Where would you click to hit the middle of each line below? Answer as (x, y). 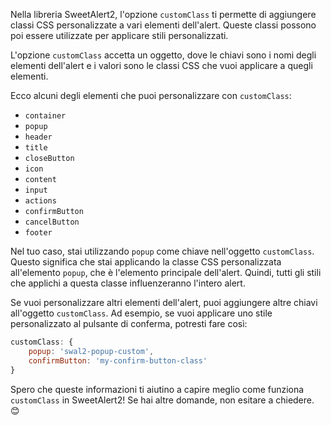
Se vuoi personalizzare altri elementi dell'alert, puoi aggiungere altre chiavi (164, 302)
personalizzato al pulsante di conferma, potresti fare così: (129, 323)
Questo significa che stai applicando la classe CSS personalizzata (146, 262)
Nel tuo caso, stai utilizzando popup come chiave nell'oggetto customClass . (162, 251)
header (38, 137)
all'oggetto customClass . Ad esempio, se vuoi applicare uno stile (141, 313)
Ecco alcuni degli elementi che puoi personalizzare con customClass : (151, 95)
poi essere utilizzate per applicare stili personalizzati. (119, 35)
